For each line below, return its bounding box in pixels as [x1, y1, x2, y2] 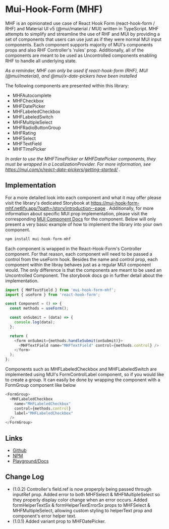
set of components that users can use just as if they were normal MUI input [5, 36, 162, 42]
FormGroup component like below [5, 382, 76, 388]
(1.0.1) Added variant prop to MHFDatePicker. [12, 518, 106, 524]
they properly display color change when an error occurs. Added [12, 497, 148, 503]
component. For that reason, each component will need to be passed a [5, 251, 152, 257]
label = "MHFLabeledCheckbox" [14, 410, 73, 416]
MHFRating [12, 130, 36, 136]
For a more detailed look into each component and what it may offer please [5, 194, 161, 200]
